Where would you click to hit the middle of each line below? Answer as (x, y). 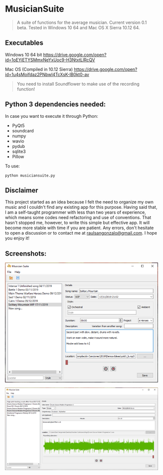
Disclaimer (22, 190)
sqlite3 (19, 151)
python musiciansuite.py (30, 175)
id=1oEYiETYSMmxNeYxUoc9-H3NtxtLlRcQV (50, 60)
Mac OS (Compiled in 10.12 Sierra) (39, 69)
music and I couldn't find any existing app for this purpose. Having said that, (81, 207)
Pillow (18, 156)
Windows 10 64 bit (24, 55)
